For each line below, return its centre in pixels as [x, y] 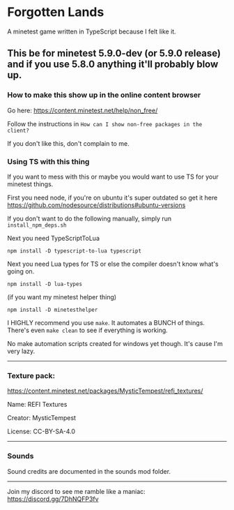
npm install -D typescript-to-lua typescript [74, 251]
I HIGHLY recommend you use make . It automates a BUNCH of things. [106, 322]
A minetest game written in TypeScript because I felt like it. [92, 31]
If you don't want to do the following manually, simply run [89, 218]
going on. [21, 271]
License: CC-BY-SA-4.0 [41, 432]
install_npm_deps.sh [37, 225]
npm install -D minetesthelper [53, 310]
